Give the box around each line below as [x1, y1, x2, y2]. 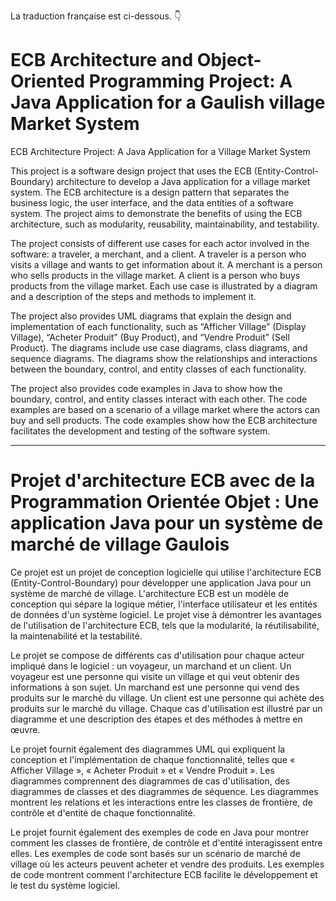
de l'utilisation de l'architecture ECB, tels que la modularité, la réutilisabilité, [10, 619, 320, 631]
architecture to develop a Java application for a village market [55, 175, 311, 187]
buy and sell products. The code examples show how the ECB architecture [10, 414, 318, 426]
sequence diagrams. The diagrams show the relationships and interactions [10, 352, 318, 364]
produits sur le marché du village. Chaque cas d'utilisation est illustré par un [10, 702, 323, 714]
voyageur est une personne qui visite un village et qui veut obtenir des [10, 670, 300, 682]
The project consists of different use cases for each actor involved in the [10, 237, 310, 249]
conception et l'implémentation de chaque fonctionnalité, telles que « [10, 753, 296, 765]
